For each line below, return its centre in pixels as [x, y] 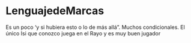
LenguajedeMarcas [55, 11]
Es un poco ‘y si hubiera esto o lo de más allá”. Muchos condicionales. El [95, 27]
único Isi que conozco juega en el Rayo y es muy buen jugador [83, 33]
